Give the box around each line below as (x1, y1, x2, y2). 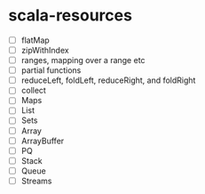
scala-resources (8, 5, 132, 26)
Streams (20, 175, 52, 186)
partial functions (20, 65, 82, 76)
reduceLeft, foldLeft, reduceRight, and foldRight (20, 75, 196, 85)
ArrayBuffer (20, 135, 65, 146)
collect (20, 85, 46, 96)
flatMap (20, 35, 50, 45)
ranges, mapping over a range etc (20, 55, 146, 66)
